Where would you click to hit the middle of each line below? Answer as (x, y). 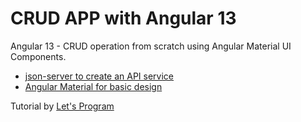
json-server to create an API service (99, 76)
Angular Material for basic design (93, 86)
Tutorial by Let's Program (62, 106)
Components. (38, 56)
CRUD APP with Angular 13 (123, 18)
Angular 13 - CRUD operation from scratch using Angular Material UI (151, 46)
